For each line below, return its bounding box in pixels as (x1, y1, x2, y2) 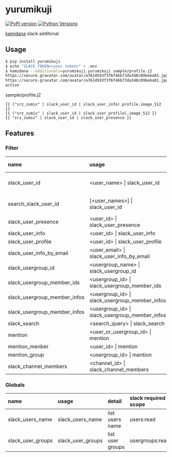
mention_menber (8, 343, 49, 350)
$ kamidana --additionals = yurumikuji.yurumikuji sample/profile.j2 (5, 68, 153, 74)
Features (5, 129, 34, 138)
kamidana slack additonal (5, 30, 59, 36)
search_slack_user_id (8, 200, 59, 207)
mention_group (8, 351, 45, 358)
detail (107, 398, 122, 405)
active (5, 83, 19, 88)
